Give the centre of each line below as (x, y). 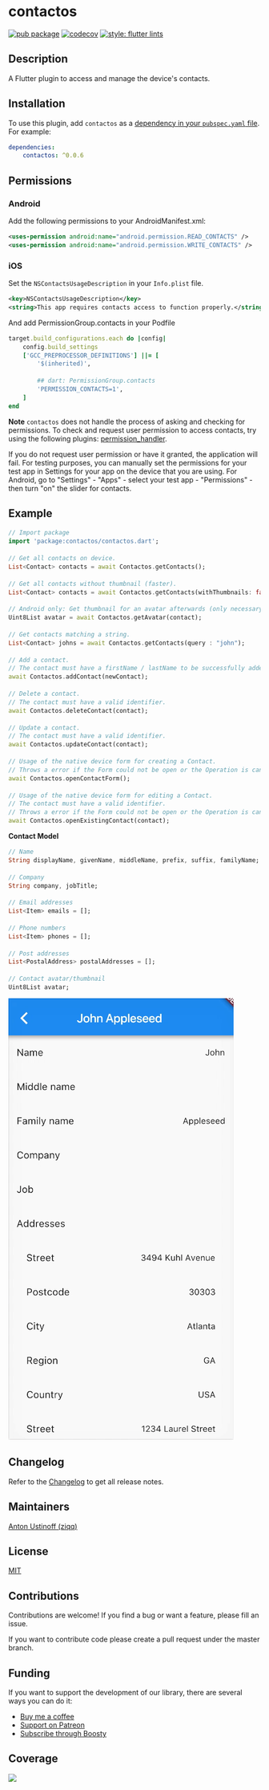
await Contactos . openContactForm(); (69, 778)
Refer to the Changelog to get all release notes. (86, 1481)
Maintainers (39, 1507)
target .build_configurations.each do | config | (87, 338)
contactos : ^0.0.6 (53, 156)
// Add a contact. (39, 660)
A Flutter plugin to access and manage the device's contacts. (109, 78)
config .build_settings (60, 347)
